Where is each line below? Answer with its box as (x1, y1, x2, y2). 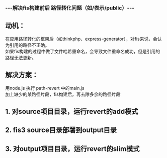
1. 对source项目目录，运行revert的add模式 (5, 107, 138, 116)
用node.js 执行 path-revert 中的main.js (5, 85, 85, 91)
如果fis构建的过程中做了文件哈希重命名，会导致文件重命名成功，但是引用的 (5, 48, 160, 54)
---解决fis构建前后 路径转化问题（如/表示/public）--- (5, 4, 135, 11)
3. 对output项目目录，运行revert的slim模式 (5, 144, 140, 153)
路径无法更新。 (5, 54, 36, 61)
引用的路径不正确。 (9, 42, 49, 48)
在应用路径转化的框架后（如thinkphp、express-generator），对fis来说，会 (5, 36, 157, 42)
